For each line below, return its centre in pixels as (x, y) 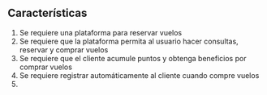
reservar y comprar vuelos (64, 50)
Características (47, 13)
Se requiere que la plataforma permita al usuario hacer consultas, (129, 41)
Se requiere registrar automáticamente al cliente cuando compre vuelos (139, 75)
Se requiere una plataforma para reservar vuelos (101, 32)
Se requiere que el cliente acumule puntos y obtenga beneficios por (133, 58)
